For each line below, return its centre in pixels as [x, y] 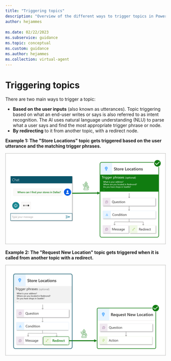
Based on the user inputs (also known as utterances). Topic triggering [87, 109]
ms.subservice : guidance [32, 38]
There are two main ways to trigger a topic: [50, 99]
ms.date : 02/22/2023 [27, 32]
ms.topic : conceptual [28, 43]
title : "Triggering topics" [35, 11]
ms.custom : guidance [27, 49]
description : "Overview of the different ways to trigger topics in [79, 16]
